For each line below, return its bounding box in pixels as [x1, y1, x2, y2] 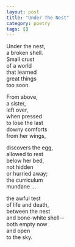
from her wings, [6, 132, 46, 140]
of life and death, [6, 201, 49, 209]
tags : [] [6, 26, 29, 32]
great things [6, 75, 37, 82]
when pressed [6, 113, 43, 120]
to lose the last [6, 120, 44, 127]
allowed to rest [6, 151, 44, 158]
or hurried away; [6, 170, 48, 177]
